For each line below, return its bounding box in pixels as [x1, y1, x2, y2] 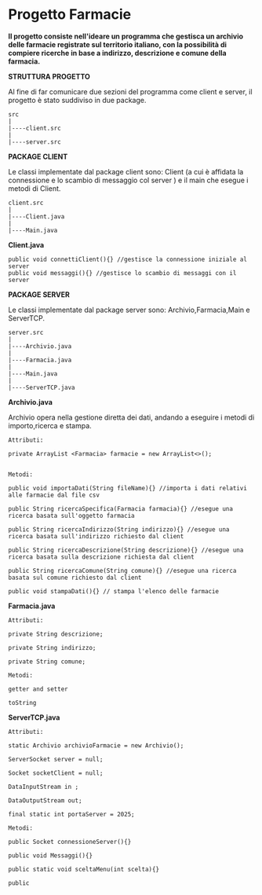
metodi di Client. [8, 183, 61, 193]
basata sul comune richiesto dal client [8, 574, 143, 581]
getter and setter [8, 685, 68, 693]
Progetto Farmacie [8, 6, 132, 24]
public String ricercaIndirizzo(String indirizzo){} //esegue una [8, 525, 230, 534]
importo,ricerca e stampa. [8, 420, 92, 430]
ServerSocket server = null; [8, 755, 104, 763]
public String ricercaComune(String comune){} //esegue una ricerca [8, 567, 237, 574]
